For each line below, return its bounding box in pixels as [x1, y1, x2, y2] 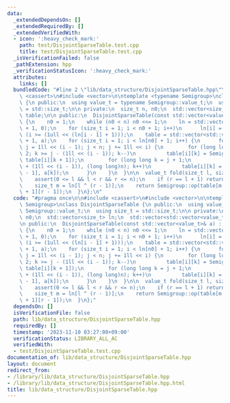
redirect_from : [7, 367, 51, 374]
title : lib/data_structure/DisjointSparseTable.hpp [7, 386, 157, 393]
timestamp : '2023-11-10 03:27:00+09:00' [13, 328, 130, 336]
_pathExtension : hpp [13, 61, 72, 68]
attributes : [13, 73, 48, 81]
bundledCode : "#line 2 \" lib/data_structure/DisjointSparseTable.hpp [13, 86, 216, 93]
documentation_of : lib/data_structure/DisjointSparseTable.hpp [7, 354, 192, 361]
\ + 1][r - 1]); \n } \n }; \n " [19, 188, 103, 195]
